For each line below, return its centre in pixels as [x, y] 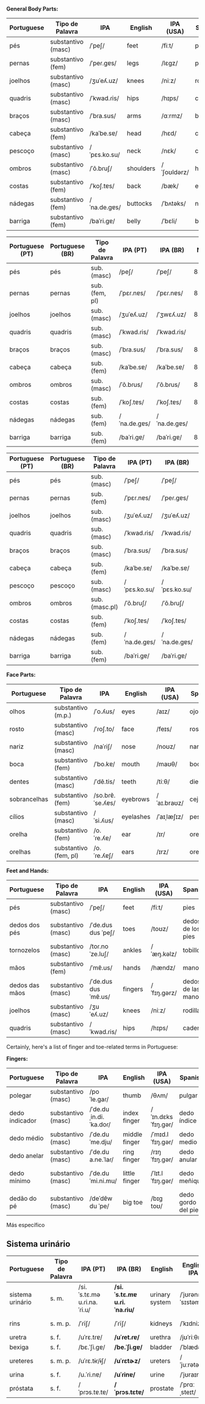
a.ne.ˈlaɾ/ [102, 1160]
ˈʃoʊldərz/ [175, 172]
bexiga [19, 1347]
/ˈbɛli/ [169, 221]
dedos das [24, 985]
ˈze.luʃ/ [99, 954]
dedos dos [25, 925]
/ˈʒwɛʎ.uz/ [171, 315]
